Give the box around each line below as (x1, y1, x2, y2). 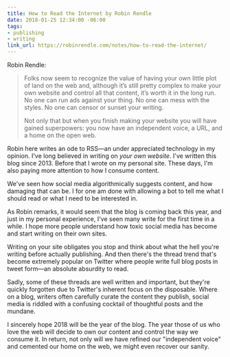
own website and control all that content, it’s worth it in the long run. (23, 89, 216, 97)
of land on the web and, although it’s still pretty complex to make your (23, 82, 222, 89)
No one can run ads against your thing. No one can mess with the (23, 96, 210, 104)
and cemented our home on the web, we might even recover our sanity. (7, 343, 209, 350)
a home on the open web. (23, 131, 97, 139)
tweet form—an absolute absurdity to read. (7, 265, 129, 273)
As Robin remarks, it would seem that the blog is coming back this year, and (7, 207, 222, 216)
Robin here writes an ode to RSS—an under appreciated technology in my (7, 145, 216, 152)
